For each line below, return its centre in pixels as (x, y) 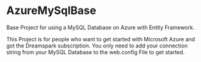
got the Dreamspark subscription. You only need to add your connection (97, 46)
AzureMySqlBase (51, 11)
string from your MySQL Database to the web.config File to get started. (95, 52)
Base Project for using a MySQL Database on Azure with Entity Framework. (100, 27)
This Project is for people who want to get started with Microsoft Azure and (101, 39)
